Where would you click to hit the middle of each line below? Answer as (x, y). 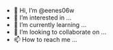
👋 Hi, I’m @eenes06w (44, 10)
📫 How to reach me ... (45, 40)
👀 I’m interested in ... (42, 18)
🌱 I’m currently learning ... (50, 25)
